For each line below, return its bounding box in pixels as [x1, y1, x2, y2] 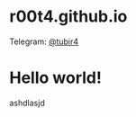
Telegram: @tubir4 [9, 36, 79, 47]
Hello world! [9, 67, 102, 88]
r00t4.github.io [9, 6, 128, 27]
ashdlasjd [9, 97, 45, 108]
